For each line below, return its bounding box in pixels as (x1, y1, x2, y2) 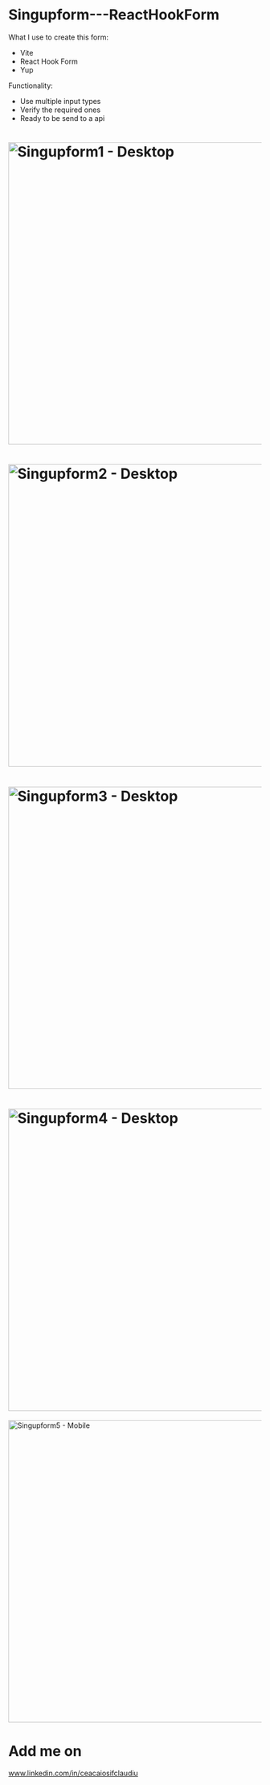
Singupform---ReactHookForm (8, 6, 219, 24)
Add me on (8, 1741, 82, 1760)
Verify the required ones (19, 105, 101, 114)
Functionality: (8, 81, 54, 90)
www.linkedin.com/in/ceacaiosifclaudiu (8, 1768, 138, 1779)
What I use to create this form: (8, 32, 108, 42)
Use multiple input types (19, 96, 101, 106)
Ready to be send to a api (19, 113, 105, 123)
